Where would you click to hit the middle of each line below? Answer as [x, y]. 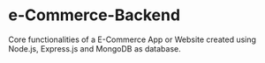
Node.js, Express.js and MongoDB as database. [95, 48]
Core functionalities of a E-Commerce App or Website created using [132, 39]
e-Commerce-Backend [95, 15]
